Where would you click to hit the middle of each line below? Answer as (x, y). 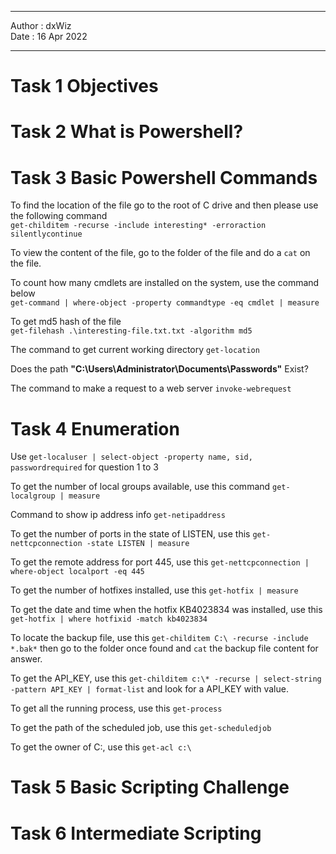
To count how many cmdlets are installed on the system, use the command (165, 283)
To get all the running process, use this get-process (116, 708)
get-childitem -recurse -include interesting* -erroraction (138, 226)
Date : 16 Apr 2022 (49, 36)
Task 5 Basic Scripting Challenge (150, 787)
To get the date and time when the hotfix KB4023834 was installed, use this (166, 610)
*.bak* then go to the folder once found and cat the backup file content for (164, 648)
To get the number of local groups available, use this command (140, 487)
